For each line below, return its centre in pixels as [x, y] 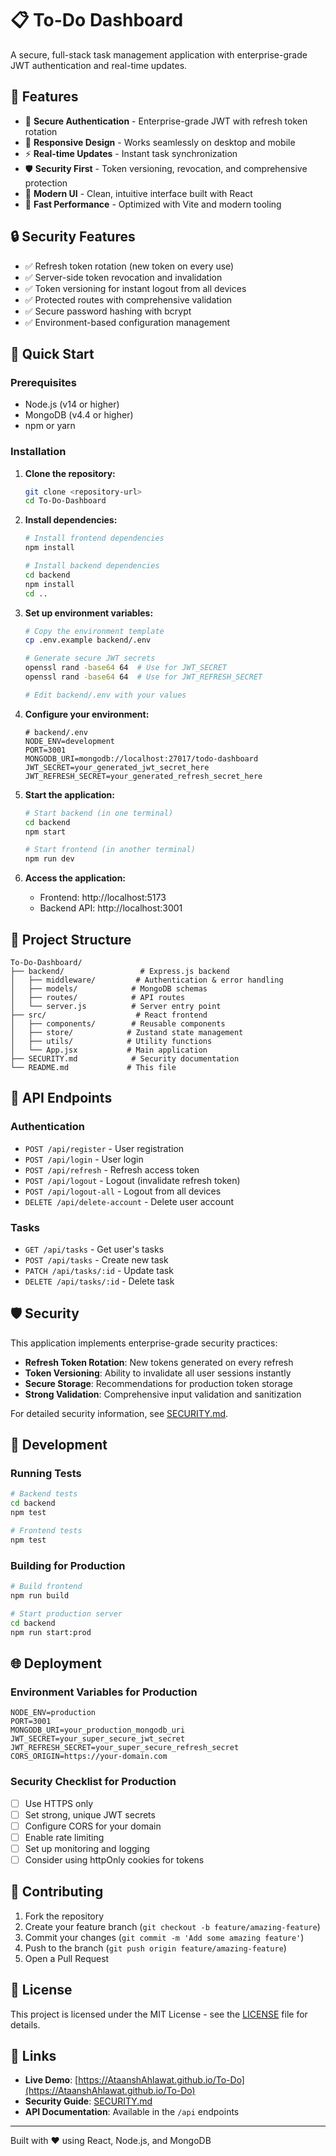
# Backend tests [44, 1494]
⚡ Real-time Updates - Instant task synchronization [131, 153]
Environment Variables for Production [104, 1692]
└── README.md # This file [93, 1067]
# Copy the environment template [94, 631]
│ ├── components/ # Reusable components [118, 1023]
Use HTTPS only [59, 1803]
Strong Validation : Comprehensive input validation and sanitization [163, 1394]
